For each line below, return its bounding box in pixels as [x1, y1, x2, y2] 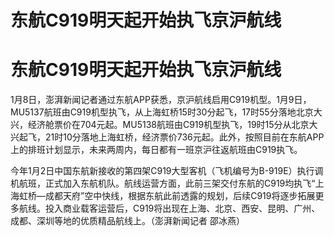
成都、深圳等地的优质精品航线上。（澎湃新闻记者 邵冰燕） [10, 215, 245, 227]
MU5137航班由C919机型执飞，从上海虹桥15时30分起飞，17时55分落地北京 [10, 106, 314, 118]
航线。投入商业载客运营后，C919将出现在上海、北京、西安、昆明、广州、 [18, 202, 321, 215]
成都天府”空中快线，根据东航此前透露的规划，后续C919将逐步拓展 [44, 190, 316, 202]
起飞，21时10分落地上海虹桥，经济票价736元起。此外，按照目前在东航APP [18, 131, 325, 143]
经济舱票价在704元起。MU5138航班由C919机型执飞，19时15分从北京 [27, 119, 310, 131]
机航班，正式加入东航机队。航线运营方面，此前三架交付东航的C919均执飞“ [10, 177, 316, 190]
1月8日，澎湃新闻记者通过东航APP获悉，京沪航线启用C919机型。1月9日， [10, 94, 312, 106]
